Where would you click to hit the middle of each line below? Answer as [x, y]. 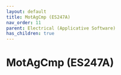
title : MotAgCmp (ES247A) [38, 17]
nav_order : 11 [24, 22]
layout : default [26, 12]
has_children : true [30, 34]
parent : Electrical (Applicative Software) [61, 28]
